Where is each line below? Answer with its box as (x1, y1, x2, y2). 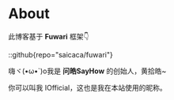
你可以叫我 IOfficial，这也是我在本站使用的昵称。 (8, 83, 168, 92)
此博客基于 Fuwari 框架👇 (8, 31, 89, 41)
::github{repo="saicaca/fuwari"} (8, 50, 113, 59)
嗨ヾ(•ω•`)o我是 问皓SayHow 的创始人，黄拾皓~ (8, 66, 167, 76)
